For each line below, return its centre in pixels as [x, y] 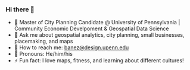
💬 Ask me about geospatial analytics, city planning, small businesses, [99, 35]
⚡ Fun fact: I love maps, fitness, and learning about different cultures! [99, 61]
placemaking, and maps [43, 42]
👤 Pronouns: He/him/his [43, 54]
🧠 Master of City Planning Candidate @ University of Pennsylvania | [97, 23]
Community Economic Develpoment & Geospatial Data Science [91, 28]
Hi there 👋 [20, 9]
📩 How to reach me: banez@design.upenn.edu [71, 47]
